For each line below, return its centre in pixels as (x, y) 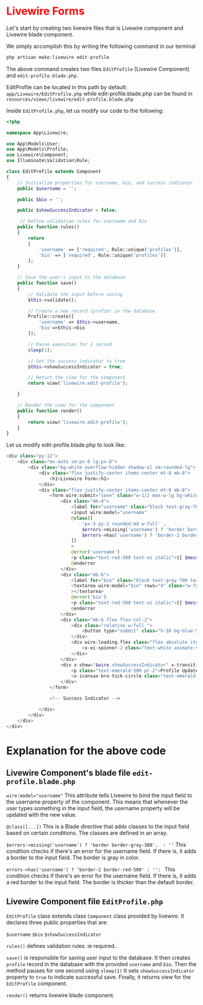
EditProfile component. (37, 984)
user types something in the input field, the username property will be (93, 808)
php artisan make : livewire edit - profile (58, 57)
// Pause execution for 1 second (70, 344)
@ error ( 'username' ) (95, 552)
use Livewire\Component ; (37, 155)
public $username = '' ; (47, 188)
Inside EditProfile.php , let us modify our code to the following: (85, 110)
